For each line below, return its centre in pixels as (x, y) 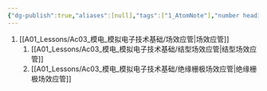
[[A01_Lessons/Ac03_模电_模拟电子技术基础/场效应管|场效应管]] (124, 39)
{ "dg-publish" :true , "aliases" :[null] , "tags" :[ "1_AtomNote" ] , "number (124, 15)
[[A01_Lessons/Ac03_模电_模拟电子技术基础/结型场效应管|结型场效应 (144, 49)
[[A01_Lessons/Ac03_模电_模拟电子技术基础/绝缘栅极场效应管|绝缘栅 (144, 69)
